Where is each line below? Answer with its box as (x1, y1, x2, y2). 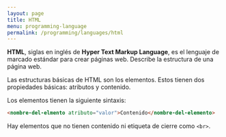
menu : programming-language (7, 23, 87, 29)
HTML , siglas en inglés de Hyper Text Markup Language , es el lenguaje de (7, 48, 220, 56)
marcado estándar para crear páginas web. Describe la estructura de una (7, 55, 214, 64)
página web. (7, 62, 42, 71)
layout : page (7, 10, 44, 17)
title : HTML (7, 16, 41, 23)
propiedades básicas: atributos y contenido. (7, 83, 131, 91)
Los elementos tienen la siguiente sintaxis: (7, 97, 126, 105)
